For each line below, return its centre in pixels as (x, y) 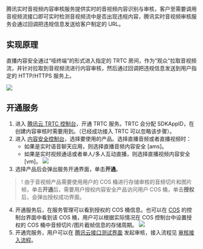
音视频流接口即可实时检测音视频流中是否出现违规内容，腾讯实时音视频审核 (99, 16)
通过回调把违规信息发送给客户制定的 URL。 (70, 24)
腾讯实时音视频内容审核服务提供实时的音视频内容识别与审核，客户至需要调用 (101, 9)
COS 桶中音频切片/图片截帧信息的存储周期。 (82, 225)
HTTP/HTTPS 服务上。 (46, 76)
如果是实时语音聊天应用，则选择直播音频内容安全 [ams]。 (95, 146)
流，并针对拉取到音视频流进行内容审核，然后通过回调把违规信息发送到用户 (99, 68)
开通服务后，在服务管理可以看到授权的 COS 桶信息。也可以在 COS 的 (101, 210)
